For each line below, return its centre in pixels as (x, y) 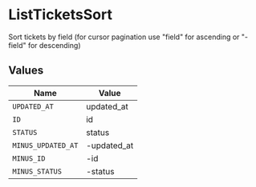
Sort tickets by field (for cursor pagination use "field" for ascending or (124, 37)
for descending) (55, 45)
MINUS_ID (29, 158)
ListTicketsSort (60, 15)
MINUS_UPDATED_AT (45, 145)
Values (26, 71)
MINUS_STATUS (37, 171)
